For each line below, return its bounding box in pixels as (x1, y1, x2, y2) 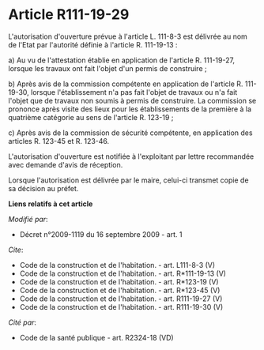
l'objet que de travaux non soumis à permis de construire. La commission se (8, 96, 257, 105)
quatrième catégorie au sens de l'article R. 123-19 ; (8, 112, 174, 122)
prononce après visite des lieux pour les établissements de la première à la (8, 104, 251, 114)
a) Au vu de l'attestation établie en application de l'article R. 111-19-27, (8, 55, 236, 65)
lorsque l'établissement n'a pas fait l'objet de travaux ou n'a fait (30, 87, 238, 96)
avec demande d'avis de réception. (8, 160, 123, 169)
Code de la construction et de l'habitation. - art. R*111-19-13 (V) (19, 269, 227, 278)
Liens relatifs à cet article (8, 199, 93, 209)
